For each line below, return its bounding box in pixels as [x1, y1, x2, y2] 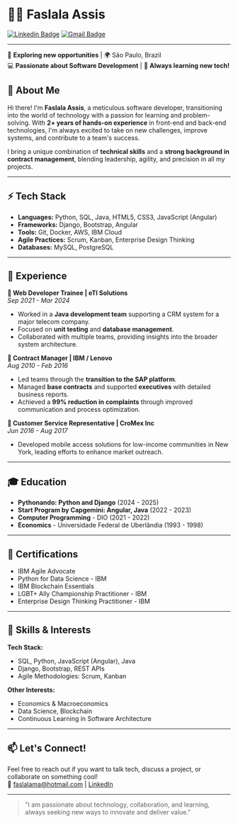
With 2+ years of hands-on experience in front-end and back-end [31, 118, 227, 127]
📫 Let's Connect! [7, 742, 86, 754]
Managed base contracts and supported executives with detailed [17, 383, 211, 391]
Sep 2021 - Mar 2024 [7, 296, 70, 305]
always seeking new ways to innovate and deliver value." [24, 807, 191, 816]
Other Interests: [7, 685, 55, 694]
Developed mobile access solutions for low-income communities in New [17, 440, 229, 449]
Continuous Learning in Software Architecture [17, 714, 152, 722]
